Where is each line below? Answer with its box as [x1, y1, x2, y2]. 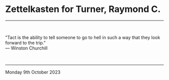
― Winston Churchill [5, 45, 48, 51]
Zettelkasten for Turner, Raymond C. [5, 3, 161, 15]
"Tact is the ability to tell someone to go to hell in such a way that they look [5, 34, 160, 40]
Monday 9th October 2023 [5, 69, 61, 75]
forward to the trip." [5, 39, 46, 45]
